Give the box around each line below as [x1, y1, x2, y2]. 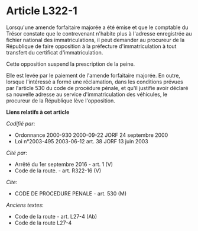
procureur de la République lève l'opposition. [6, 97, 115, 104]
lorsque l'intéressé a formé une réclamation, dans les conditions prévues [6, 78, 183, 85]
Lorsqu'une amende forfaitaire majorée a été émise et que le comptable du [6, 24, 189, 31]
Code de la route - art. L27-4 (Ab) [14, 213, 98, 220]
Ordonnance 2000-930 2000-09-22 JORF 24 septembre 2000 [14, 131, 168, 139]
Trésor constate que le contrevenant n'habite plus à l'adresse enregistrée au [6, 30, 192, 37]
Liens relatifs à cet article [6, 108, 70, 115]
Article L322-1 [6, 4, 78, 18]
